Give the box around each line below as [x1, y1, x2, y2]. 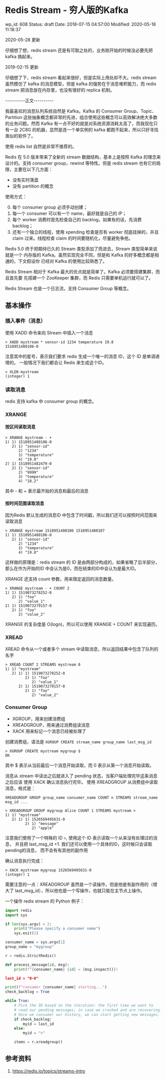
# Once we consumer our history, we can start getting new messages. [14, 1012, 161, 1017]
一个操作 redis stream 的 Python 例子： [5, 898, 85, 904]
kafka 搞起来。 [5, 53, 36, 60]
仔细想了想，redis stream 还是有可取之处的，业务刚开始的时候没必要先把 [5, 47, 153, 53]
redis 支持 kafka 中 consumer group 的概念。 [5, 398, 97, 404]
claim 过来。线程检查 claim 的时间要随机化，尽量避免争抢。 [12, 235, 133, 241]
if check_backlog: [14, 1016, 52, 1022]
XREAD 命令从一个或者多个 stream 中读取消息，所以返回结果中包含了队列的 [5, 646, 159, 652]
